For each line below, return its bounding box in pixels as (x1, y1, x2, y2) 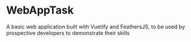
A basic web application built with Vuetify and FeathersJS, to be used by (6, 23, 186, 30)
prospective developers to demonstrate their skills (6, 29, 130, 36)
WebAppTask (6, 4, 74, 17)
